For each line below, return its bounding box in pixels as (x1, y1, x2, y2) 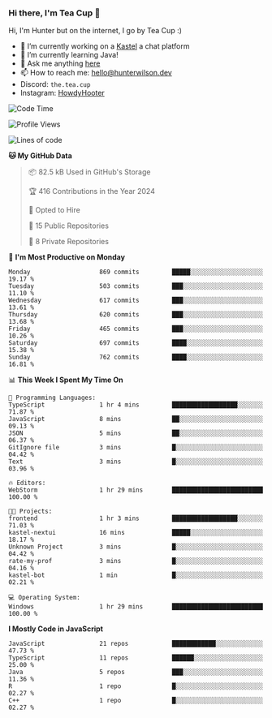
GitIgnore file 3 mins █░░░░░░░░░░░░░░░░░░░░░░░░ (8, 444, 264, 452)
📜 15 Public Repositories (28, 221, 110, 230)
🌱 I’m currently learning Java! (19, 50, 119, 60)
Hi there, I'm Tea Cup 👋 (8, 7, 101, 19)
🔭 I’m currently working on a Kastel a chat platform (19, 41, 190, 51)
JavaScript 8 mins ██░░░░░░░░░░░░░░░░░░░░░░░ (8, 415, 264, 423)
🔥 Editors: (8, 479, 46, 488)
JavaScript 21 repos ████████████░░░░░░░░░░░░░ (8, 640, 264, 648)
